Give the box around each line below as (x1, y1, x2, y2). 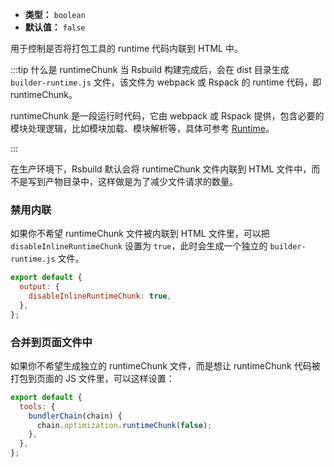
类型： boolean (24, 9, 86, 20)
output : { (19, 282, 60, 292)
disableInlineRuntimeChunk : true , (28, 291, 172, 302)
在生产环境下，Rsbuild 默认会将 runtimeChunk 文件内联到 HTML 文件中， (10, 163, 312, 175)
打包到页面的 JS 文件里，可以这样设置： (10, 372, 175, 384)
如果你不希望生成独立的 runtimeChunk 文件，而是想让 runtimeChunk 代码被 (10, 359, 321, 372)
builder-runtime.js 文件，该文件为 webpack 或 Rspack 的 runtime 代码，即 (10, 76, 322, 88)
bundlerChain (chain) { (28, 411, 123, 421)
